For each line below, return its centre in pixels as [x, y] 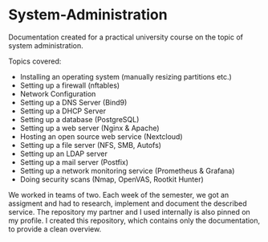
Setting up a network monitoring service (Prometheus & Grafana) [127, 170]
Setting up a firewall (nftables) [70, 85]
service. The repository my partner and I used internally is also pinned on [129, 211]
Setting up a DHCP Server [63, 111]
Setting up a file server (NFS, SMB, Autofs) [91, 145]
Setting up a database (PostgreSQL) [79, 119]
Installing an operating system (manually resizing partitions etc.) [126, 76]
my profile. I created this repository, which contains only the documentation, [134, 220]
